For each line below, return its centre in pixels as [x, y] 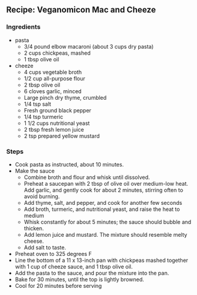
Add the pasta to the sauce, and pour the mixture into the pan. [92, 273]
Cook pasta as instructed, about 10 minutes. [69, 164]
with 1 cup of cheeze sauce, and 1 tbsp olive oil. [74, 266]
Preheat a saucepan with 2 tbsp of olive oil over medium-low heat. [106, 183]
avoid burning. [42, 196]
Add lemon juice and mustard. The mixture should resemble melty [105, 234]
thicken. [34, 228]
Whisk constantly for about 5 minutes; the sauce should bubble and [108, 222]
